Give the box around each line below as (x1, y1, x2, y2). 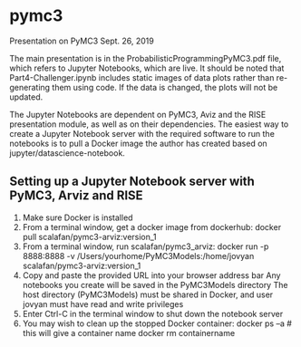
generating (9, 82, 51, 92)
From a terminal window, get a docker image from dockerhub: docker (22, 221, 282, 232)
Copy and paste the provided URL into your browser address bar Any (22, 269, 281, 281)
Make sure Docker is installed (22, 212, 133, 223)
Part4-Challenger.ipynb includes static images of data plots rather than (9, 72, 275, 82)
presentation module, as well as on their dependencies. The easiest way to (9, 119, 289, 130)
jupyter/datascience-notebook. (9, 147, 125, 159)
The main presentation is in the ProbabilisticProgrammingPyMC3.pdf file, (9, 53, 282, 63)
